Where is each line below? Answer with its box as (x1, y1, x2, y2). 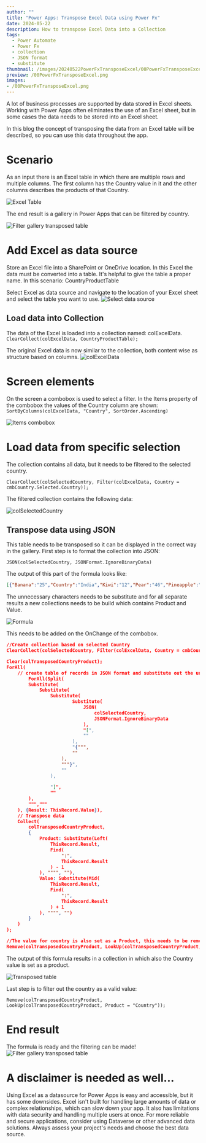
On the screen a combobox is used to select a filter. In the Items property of (6, 395, 198, 402)
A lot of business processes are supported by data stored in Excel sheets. (6, 100, 193, 107)
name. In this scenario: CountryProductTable (6, 277, 120, 284)
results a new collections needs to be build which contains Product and (6, 600, 186, 607)
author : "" (6, 9, 34, 15)
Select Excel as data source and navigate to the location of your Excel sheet (6, 289, 198, 296)
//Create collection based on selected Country (6, 642, 131, 648)
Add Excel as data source (6, 244, 138, 258)
